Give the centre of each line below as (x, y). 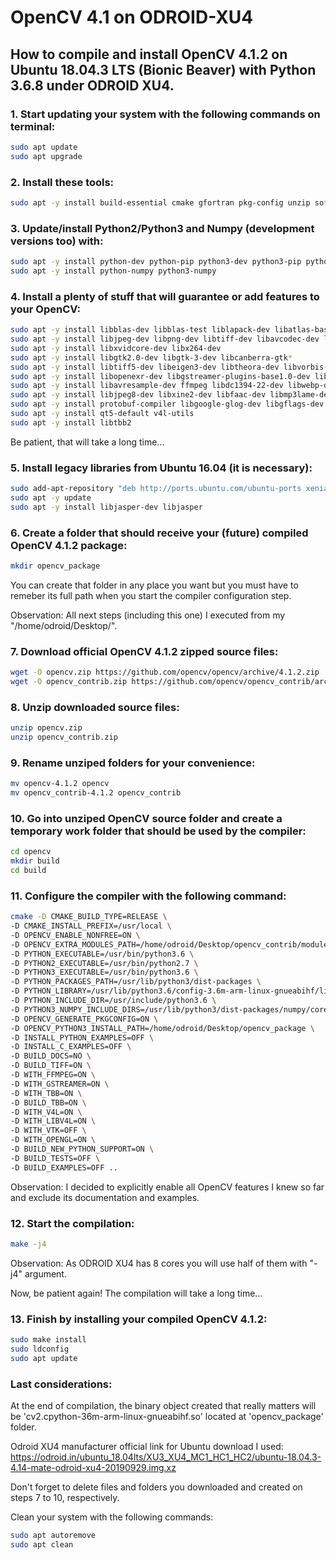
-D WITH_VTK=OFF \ (48, 1131)
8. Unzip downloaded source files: (95, 707)
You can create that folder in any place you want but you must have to (154, 585)
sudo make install (48, 1340)
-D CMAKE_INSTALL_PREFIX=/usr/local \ (91, 926)
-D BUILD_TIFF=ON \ (51, 1066)
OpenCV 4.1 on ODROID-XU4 (132, 17)
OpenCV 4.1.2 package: (69, 545)
